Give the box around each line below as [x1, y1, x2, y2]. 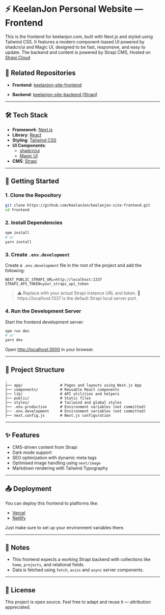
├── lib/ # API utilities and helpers [5, 391, 120, 397]
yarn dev [5, 338, 23, 343]
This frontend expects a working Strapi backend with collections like [12, 556, 151, 562]
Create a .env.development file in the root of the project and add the [5, 262, 142, 268]
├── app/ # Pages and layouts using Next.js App [5, 383, 141, 388]
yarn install [5, 240, 32, 245]
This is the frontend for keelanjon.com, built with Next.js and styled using [5, 34, 153, 39]
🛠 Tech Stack [5, 111, 48, 119]
